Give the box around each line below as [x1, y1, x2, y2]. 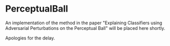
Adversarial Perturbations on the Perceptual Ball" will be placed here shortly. [5, 25, 165, 31]
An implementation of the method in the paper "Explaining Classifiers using [5, 20, 162, 26]
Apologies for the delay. [5, 35, 55, 41]
